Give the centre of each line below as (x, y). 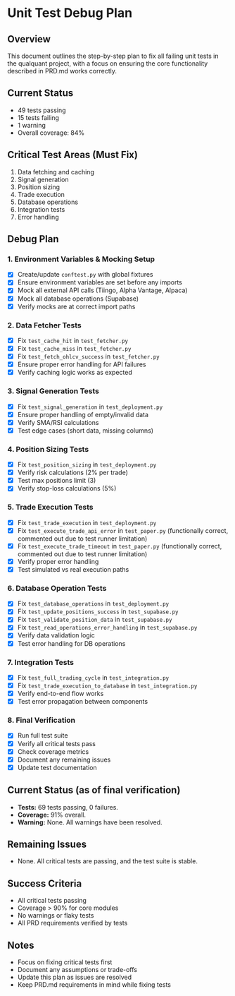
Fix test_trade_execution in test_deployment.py (87, 522)
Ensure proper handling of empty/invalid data (83, 414)
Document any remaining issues (64, 760)
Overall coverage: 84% (51, 133)
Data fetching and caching (56, 172)
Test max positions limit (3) (57, 481)
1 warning (31, 125)
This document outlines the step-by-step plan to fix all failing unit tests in (113, 56)
